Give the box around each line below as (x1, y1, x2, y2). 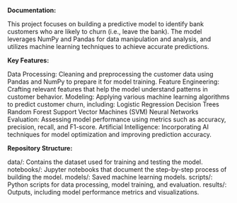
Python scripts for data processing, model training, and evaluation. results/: (7, 180, 227, 189)
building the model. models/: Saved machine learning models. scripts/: (7, 173, 213, 181)
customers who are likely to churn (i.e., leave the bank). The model (7, 28, 202, 35)
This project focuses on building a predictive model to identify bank (7, 20, 204, 28)
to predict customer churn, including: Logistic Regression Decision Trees (7, 100, 219, 109)
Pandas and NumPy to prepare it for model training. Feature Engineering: (7, 77, 219, 86)
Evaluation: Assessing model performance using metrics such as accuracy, (7, 115, 226, 124)
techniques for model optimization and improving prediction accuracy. (7, 131, 212, 138)
